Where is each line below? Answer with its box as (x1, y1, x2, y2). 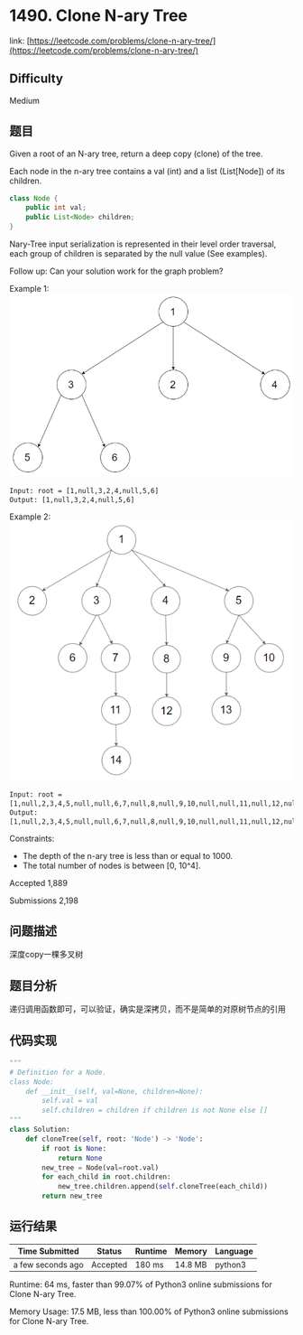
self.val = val (41, 1097, 99, 1106)
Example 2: (9, 511, 51, 522)
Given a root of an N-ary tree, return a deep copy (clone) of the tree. (9, 148, 263, 159)
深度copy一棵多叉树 (9, 949, 84, 960)
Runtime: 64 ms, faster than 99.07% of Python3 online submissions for (9, 1279, 272, 1290)
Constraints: (9, 833, 55, 844)
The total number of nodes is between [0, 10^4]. (22, 860, 201, 871)
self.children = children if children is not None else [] (41, 1106, 269, 1116)
